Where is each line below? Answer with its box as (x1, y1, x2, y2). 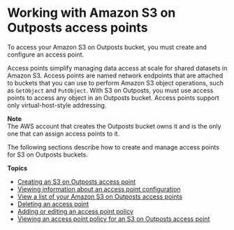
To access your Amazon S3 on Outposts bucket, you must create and (7, 43, 207, 51)
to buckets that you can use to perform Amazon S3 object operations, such (7, 78, 224, 87)
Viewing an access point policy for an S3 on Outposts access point (17, 215, 210, 223)
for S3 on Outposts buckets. (7, 150, 89, 159)
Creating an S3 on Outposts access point (17, 177, 136, 186)
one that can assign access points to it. (7, 129, 120, 138)
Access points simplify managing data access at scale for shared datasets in (7, 64, 228, 72)
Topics (7, 164, 28, 172)
